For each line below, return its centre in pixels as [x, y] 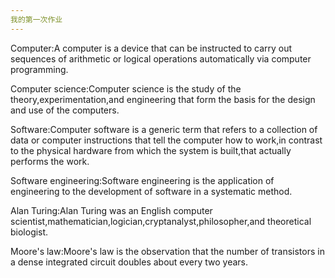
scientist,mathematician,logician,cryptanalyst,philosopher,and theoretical [161, 221]
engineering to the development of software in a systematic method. [151, 191]
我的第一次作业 [36, 19]
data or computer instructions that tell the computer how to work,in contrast [166, 140]
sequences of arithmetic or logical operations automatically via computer [161, 58]
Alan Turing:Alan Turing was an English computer [111, 210]
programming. [39, 69]
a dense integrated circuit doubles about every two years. [129, 262]
